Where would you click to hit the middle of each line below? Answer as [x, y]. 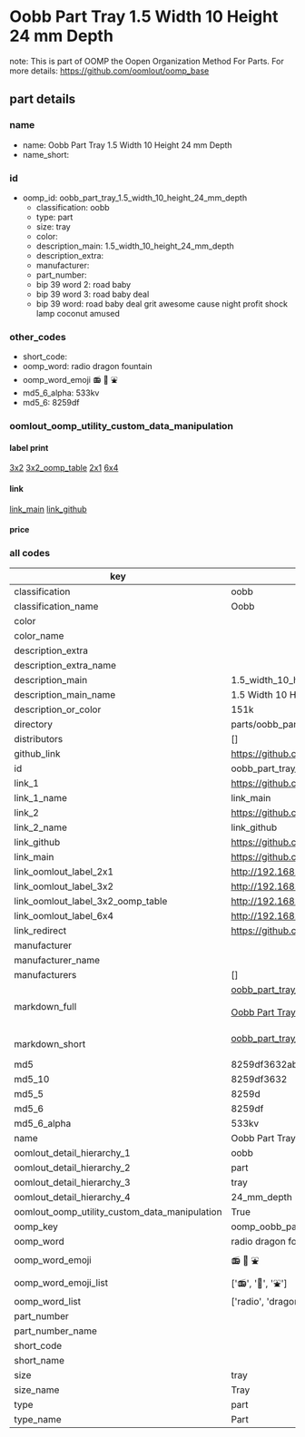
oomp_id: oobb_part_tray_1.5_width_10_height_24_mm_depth [135, 198]
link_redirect [40, 931]
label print [29, 447]
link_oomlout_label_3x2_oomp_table [91, 902]
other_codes [38, 337]
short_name [39, 1361]
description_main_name [65, 695]
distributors [39, 739]
